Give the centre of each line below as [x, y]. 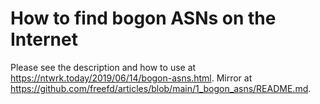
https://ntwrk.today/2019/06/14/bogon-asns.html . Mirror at [131, 78]
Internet [44, 39]
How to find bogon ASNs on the [143, 18]
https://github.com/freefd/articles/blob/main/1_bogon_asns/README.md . [161, 88]
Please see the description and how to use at [103, 67]
